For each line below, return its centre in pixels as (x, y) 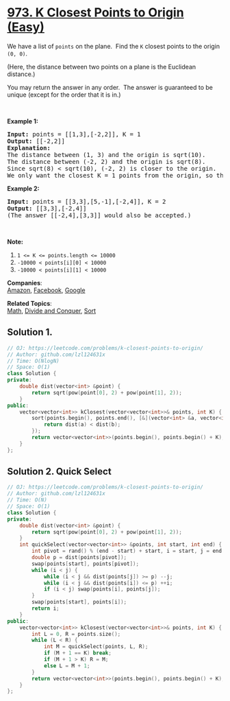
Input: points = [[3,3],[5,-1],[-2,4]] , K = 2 (87, 201)
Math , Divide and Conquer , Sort (52, 311)
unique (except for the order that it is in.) (64, 95)
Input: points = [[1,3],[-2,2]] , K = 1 (74, 134)
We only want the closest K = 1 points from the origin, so (110, 175)
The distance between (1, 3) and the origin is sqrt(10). (106, 155)
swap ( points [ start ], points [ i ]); (79, 602)
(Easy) (26, 27)
